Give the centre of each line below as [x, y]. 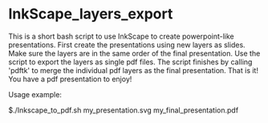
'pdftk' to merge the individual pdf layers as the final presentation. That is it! [134, 70]
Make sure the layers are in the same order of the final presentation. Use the [134, 53]
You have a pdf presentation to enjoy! [70, 79]
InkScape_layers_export [91, 14]
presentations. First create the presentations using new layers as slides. [127, 44]
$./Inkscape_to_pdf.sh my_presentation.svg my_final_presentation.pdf [124, 110]
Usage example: [35, 94]
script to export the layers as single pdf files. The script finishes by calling [130, 62]
